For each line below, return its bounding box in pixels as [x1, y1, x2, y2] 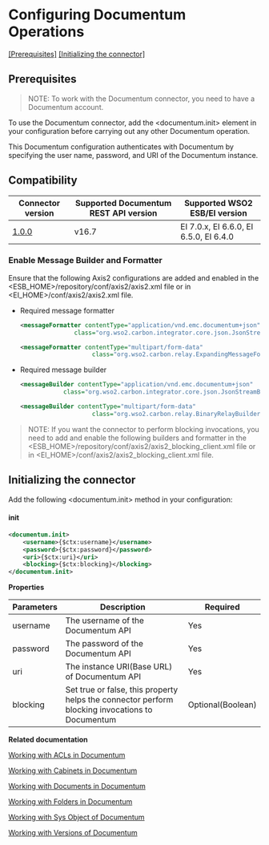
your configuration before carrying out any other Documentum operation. [8, 126, 251, 135]
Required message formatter [19, 305, 114, 315]
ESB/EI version [189, 207, 247, 218]
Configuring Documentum [8, 6, 187, 24]
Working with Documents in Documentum [8, 782, 146, 791]
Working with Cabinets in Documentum [8, 766, 138, 775]
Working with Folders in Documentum [8, 797, 133, 807]
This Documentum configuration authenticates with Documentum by [8, 142, 235, 152]
